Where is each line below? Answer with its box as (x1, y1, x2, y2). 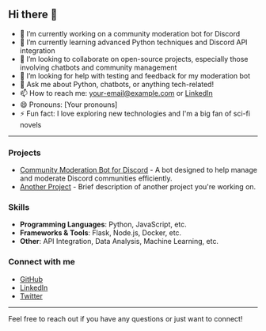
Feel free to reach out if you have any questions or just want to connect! (8, 314, 243, 323)
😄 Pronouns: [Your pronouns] (19, 100, 118, 109)
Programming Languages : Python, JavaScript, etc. (19, 219, 188, 230)
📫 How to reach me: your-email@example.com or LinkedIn (19, 88, 214, 97)
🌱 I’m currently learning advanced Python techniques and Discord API (19, 37, 248, 47)
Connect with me (8, 257, 75, 268)
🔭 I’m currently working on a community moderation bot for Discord (19, 29, 241, 38)
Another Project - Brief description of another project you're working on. (19, 182, 256, 192)
